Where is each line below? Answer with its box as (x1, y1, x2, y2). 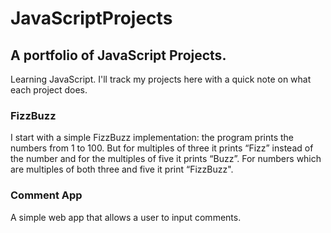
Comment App (10, 188, 83, 202)
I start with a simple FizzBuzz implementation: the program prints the (10, 132, 295, 144)
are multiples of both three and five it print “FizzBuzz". (10, 163, 234, 176)
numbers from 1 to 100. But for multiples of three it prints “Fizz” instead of (10, 142, 314, 154)
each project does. (10, 84, 88, 96)
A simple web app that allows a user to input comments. (10, 211, 242, 223)
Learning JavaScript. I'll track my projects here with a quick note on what (10, 73, 312, 85)
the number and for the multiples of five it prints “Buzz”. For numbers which (10, 153, 322, 165)
